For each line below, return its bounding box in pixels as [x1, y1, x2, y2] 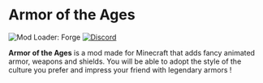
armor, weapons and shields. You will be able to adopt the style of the [8, 56, 242, 66]
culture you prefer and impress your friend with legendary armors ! [8, 64, 232, 74]
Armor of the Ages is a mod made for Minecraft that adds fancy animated [8, 48, 256, 57]
